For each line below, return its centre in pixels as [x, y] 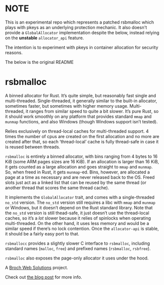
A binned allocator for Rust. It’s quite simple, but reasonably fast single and [81, 95]
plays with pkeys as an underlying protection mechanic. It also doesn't [76, 27]
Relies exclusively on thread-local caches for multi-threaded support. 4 [77, 131]
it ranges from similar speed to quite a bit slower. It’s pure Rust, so [92, 111]
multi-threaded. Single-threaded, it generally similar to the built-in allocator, [81, 101]
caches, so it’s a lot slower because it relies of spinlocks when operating [78, 218]
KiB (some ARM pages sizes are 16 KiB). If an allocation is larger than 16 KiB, [82, 161]
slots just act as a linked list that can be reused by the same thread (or [76, 182]
